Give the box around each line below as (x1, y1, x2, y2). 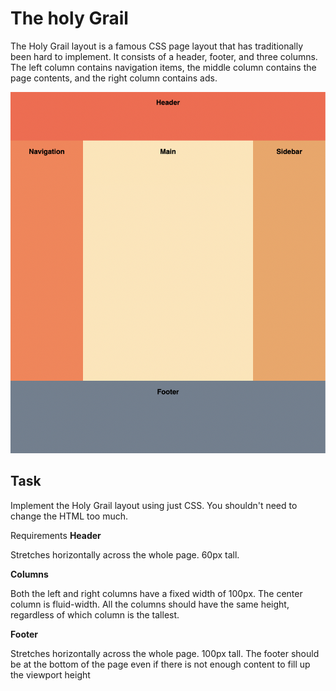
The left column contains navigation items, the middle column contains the (10, 61, 317, 73)
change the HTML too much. (10, 510, 129, 522)
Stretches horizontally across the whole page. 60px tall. (10, 548, 240, 561)
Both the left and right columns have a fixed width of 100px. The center (10, 587, 303, 599)
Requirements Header (10, 529, 102, 541)
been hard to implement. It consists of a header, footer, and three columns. (10, 50, 318, 62)
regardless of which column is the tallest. (10, 608, 180, 621)
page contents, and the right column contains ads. (10, 72, 218, 84)
